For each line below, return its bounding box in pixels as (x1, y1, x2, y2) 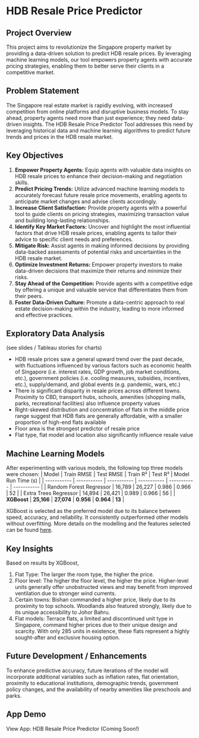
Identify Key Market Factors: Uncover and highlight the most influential (14, 223, 191, 230)
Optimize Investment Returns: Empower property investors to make (14, 261, 182, 268)
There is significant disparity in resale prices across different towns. (14, 387, 181, 394)
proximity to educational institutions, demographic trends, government (6, 679, 179, 686)
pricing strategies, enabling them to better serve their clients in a (6, 62, 165, 69)
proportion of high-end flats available (14, 419, 106, 426)
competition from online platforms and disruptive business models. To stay (6, 108, 189, 115)
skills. (14, 179, 29, 186)
